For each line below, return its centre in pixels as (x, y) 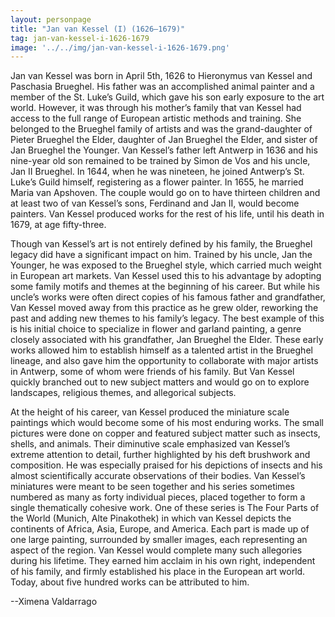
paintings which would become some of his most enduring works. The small (167, 423)
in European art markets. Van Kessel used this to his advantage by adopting (166, 276)
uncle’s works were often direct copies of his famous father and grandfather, (168, 297)
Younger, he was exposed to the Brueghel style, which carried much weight (166, 265)
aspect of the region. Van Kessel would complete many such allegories (156, 550)
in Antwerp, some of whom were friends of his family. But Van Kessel (152, 372)
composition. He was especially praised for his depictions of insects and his (166, 465)
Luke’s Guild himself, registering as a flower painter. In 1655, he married (157, 182)
